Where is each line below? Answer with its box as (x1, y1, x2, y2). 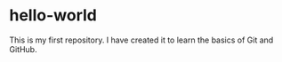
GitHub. (9, 43, 37, 54)
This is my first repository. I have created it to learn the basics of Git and (9, 35, 274, 45)
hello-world (9, 5, 98, 26)
